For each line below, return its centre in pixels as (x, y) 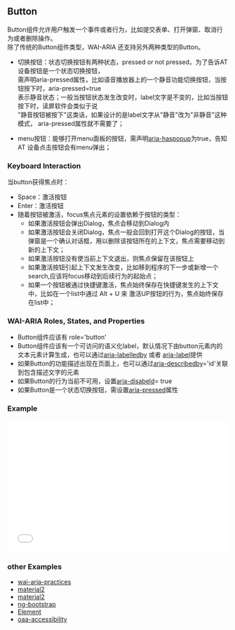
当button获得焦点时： (38, 182)
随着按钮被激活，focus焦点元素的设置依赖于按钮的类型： (99, 214)
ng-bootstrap (36, 604)
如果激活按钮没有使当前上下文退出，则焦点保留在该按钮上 (111, 259)
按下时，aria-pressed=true (62, 88)
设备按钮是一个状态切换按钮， (60, 70)
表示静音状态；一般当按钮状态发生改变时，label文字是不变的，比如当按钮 (123, 97)
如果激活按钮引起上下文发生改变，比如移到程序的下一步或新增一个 (123, 267)
